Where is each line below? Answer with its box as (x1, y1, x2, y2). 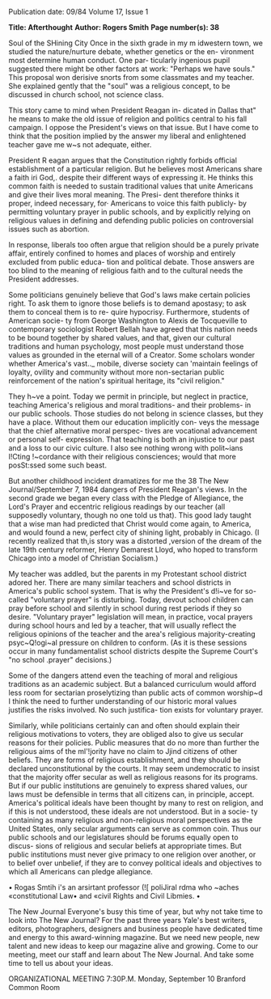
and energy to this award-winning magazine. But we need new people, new (8, 933, 260, 942)
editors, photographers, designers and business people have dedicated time (8, 924, 263, 933)
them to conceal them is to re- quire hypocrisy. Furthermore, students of (8, 307, 250, 316)
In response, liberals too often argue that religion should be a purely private (8, 240, 260, 249)
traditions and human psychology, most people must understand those (8, 341, 244, 351)
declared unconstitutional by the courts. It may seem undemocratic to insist (8, 764, 260, 773)
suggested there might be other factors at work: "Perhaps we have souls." (8, 64, 256, 74)
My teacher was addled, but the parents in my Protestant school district (8, 569, 247, 578)
